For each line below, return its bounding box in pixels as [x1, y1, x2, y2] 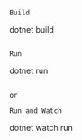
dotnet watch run [9, 123, 74, 133]
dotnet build [9, 24, 54, 34]
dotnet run [9, 65, 49, 76]
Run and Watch [9, 107, 63, 116]
